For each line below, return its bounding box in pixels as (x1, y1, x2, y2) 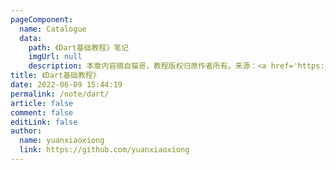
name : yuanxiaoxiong (19, 136, 105, 146)
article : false (10, 98, 74, 108)
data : (19, 33, 43, 43)
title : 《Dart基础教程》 (10, 71, 101, 81)
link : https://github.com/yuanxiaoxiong (19, 145, 190, 155)
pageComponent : (10, 14, 74, 25)
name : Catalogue (19, 24, 87, 34)
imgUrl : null (28, 52, 83, 62)
